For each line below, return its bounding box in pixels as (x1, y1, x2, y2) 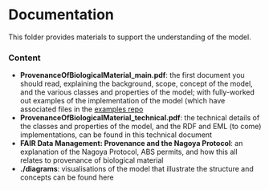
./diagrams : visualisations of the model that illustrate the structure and (19, 164, 255, 174)
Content (8, 52, 42, 63)
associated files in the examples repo (19, 104, 144, 114)
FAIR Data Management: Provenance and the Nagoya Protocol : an (19, 139, 243, 148)
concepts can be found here (19, 172, 114, 182)
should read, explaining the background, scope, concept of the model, (19, 79, 253, 89)
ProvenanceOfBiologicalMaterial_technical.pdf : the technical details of (19, 113, 260, 123)
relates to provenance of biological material (19, 156, 164, 165)
